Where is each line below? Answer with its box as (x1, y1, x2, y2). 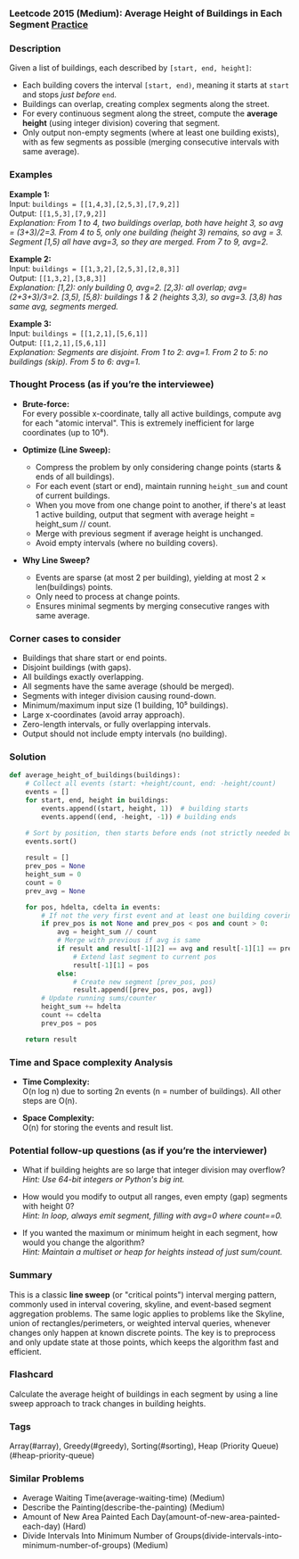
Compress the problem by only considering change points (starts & (35, 461, 282, 472)
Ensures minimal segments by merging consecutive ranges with (35, 601, 270, 611)
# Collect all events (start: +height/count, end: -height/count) (25, 779, 277, 788)
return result (25, 1034, 77, 1044)
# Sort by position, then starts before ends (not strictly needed (25, 828, 280, 837)
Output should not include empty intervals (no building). (21, 728, 228, 739)
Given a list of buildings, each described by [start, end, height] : (9, 62, 252, 73)
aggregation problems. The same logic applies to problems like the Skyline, (9, 1308, 285, 1319)
